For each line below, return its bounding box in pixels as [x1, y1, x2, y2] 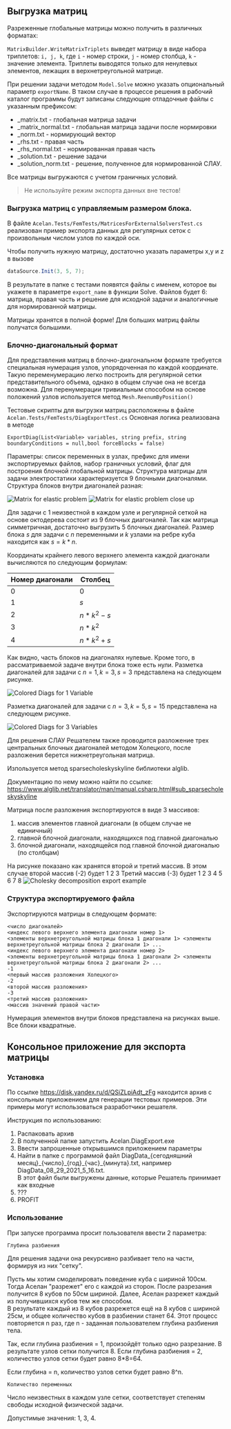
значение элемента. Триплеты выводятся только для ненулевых [7, 59, 198, 68]
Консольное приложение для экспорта [7, 1041, 186, 1053]
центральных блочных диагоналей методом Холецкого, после [7, 744, 192, 752]
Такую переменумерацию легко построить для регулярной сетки [7, 371, 202, 379]
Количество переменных [7, 1381, 72, 1388]
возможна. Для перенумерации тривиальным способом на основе [7, 385, 206, 394]
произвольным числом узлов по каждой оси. [7, 234, 141, 242]
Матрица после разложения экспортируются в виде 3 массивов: [7, 806, 200, 814]
